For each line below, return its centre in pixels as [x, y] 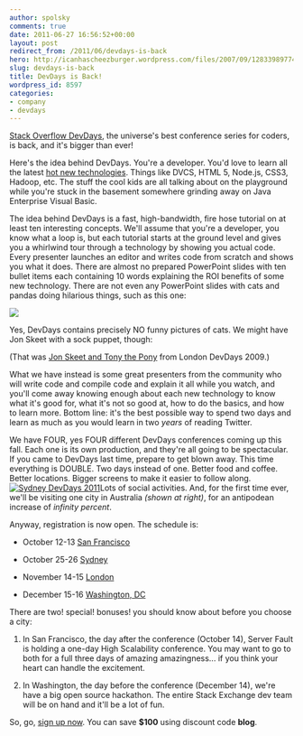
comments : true [38, 26]
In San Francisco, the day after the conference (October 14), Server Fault [157, 639]
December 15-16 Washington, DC [84, 595]
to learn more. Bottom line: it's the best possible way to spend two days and [150, 413]
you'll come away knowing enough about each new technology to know [142, 394]
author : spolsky [40, 18]
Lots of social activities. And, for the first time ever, [194, 488]
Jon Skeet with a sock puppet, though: [81, 340]
